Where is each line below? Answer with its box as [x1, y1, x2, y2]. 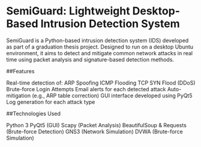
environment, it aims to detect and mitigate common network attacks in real [6, 49, 193, 56]
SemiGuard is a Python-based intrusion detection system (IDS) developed [6, 37, 189, 44]
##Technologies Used [6, 110, 61, 117]
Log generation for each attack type [6, 98, 95, 106]
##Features [6, 67, 35, 74]
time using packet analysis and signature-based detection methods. [6, 56, 175, 63]
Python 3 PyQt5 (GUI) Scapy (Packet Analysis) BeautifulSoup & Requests [6, 121, 187, 128]
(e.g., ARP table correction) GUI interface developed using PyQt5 [32, 92, 193, 99]
